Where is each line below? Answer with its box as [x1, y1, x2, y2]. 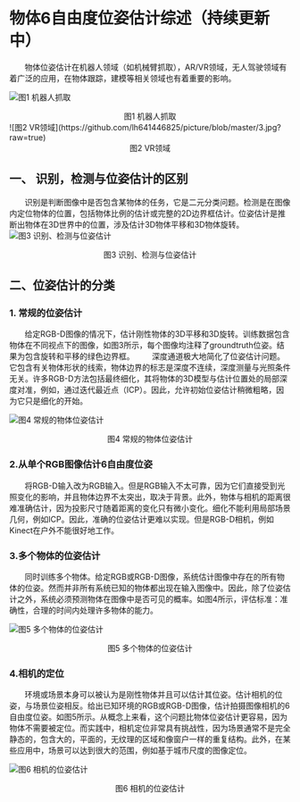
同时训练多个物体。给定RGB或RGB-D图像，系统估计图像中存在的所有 [24, 572, 278, 582]
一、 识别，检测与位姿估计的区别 [9, 171, 188, 187]
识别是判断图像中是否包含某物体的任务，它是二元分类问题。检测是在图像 [24, 196, 291, 207]
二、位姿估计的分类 [9, 278, 115, 293]
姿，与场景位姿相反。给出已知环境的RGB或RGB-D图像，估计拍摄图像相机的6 [9, 700, 290, 711]
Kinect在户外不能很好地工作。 [9, 524, 120, 536]
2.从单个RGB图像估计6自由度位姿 [9, 458, 154, 471]
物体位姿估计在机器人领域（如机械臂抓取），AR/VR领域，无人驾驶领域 [24, 62, 279, 72]
